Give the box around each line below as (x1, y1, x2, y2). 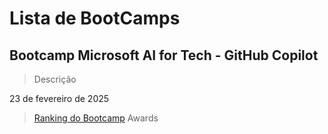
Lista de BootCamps (9, 7, 181, 30)
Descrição (33, 73, 77, 85)
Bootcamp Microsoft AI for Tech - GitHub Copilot (9, 47, 319, 64)
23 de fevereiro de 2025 (9, 93, 110, 104)
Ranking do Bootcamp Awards (33, 112, 159, 124)
